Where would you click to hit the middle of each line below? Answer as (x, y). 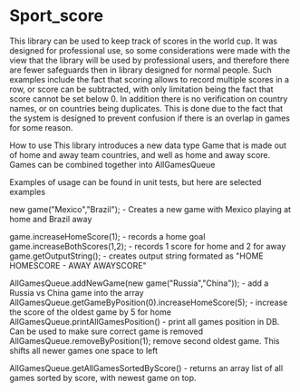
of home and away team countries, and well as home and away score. (140, 154)
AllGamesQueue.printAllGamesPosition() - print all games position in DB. (145, 321)
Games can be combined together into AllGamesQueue (112, 164)
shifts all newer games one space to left (84, 350)
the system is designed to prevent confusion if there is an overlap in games (150, 118)
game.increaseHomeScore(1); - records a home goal (107, 236)
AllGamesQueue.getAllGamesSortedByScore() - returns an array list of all (146, 367)
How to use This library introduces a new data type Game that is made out (148, 145)
